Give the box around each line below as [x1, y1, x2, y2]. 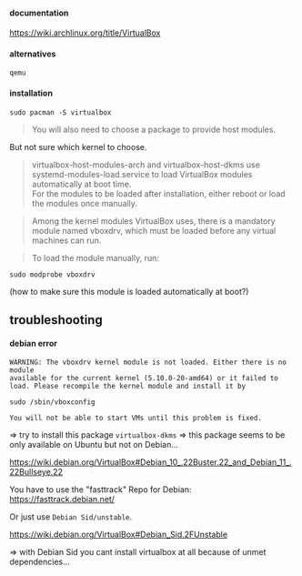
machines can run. [31, 235, 102, 246]
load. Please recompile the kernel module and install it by [9, 382, 247, 391]
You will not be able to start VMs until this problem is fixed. [9, 414, 262, 423]
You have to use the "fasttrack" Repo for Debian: [9, 484, 192, 495]
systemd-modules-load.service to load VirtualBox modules [31, 168, 253, 179]
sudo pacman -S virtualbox [9, 107, 112, 117]
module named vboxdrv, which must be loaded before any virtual [31, 225, 277, 236]
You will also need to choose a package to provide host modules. [31, 124, 276, 135]
